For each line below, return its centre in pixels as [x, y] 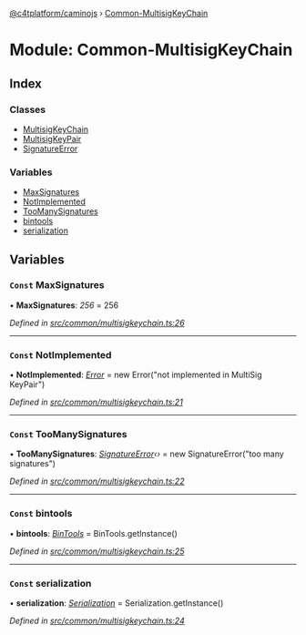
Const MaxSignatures [57, 285]
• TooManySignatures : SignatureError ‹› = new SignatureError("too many [147, 454]
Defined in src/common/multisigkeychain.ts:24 [97, 621]
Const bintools [41, 514]
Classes [28, 109]
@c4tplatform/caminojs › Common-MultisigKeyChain [109, 13]
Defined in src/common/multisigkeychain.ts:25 [97, 551]
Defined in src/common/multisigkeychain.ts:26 [97, 323]
